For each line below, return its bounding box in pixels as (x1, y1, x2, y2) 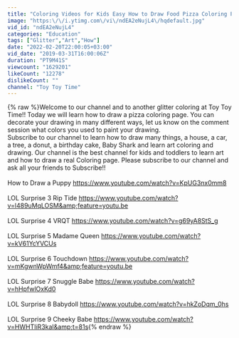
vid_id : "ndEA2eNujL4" (7, 24, 75, 31)
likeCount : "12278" (7, 70, 65, 77)
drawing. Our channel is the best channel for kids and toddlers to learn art (7, 148, 224, 157)
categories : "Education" (7, 30, 81, 38)
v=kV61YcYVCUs (7, 240, 57, 248)
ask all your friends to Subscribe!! (7, 163, 106, 172)
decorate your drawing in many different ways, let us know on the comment (7, 118, 229, 127)
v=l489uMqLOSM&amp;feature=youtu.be (7, 201, 129, 210)
